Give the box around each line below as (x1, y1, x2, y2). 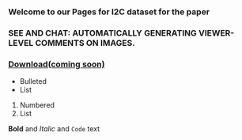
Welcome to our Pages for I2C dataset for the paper (8, 6, 210, 17)
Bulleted (19, 77, 47, 86)
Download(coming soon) (8, 59, 105, 70)
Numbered (19, 100, 55, 110)
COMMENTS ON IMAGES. (35, 37, 136, 48)
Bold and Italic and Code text (8, 124, 100, 134)
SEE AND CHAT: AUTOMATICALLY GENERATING (8, 27, 198, 38)
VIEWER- (198, 27, 235, 38)
